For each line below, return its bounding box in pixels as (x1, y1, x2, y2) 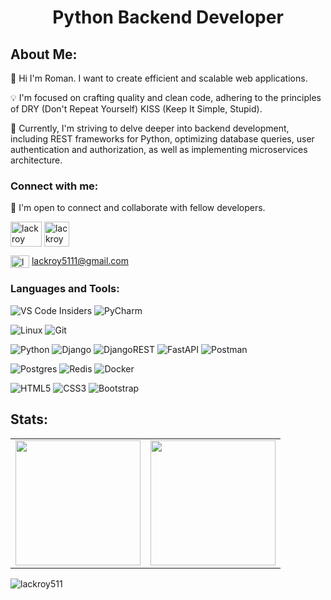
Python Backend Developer (52, 6, 284, 29)
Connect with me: (10, 179, 99, 193)
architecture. (10, 154, 63, 166)
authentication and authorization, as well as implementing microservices (10, 144, 308, 155)
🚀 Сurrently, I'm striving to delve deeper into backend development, (10, 122, 290, 134)
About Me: (10, 46, 78, 63)
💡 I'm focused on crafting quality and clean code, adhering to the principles (10, 92, 322, 103)
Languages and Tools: (10, 282, 120, 296)
